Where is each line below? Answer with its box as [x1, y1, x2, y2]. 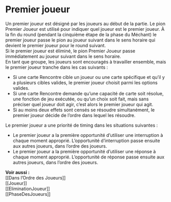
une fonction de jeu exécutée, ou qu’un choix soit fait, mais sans [12, 96, 149, 102]
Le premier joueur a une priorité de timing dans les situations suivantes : [5, 122, 158, 128]
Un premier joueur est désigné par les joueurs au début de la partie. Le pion [5, 21, 166, 27]
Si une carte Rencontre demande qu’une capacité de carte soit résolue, [12, 90, 164, 96]
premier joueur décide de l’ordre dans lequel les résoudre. [12, 112, 136, 118]
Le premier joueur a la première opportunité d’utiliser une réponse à [12, 148, 156, 154]
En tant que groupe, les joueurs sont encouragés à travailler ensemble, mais [5, 58, 166, 65]
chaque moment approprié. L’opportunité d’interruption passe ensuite [12, 137, 160, 144]
